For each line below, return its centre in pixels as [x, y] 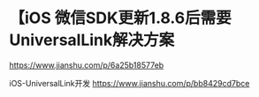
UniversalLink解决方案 [92, 40]
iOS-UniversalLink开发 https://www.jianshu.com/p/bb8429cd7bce [129, 83]
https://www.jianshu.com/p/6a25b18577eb [87, 65]
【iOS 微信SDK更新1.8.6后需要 [120, 18]
